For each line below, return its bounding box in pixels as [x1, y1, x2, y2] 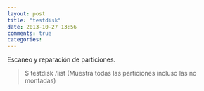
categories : [7, 36, 42, 43]
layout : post [7, 10, 46, 17]
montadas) [24, 76, 56, 85]
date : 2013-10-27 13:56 [7, 23, 77, 30]
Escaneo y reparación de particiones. [7, 55, 116, 64]
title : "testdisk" [7, 17, 61, 24]
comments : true [7, 29, 52, 37]
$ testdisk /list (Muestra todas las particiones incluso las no [24, 69, 197, 78]
